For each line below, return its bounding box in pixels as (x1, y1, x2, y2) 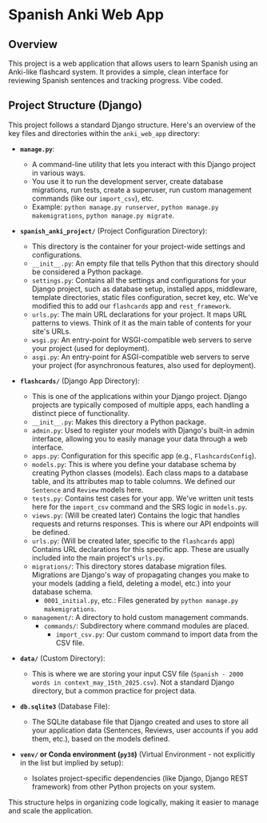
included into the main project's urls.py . (31, 553, 165, 562)
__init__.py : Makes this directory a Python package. (31, 417, 206, 426)
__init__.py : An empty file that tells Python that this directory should (31, 258, 259, 268)
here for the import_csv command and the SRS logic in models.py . (31, 501, 248, 511)
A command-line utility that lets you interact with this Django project (31, 159, 256, 169)
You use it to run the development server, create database (31, 176, 224, 186)
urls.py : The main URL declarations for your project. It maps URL (31, 310, 247, 319)
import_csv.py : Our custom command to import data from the (55, 629, 258, 639)
